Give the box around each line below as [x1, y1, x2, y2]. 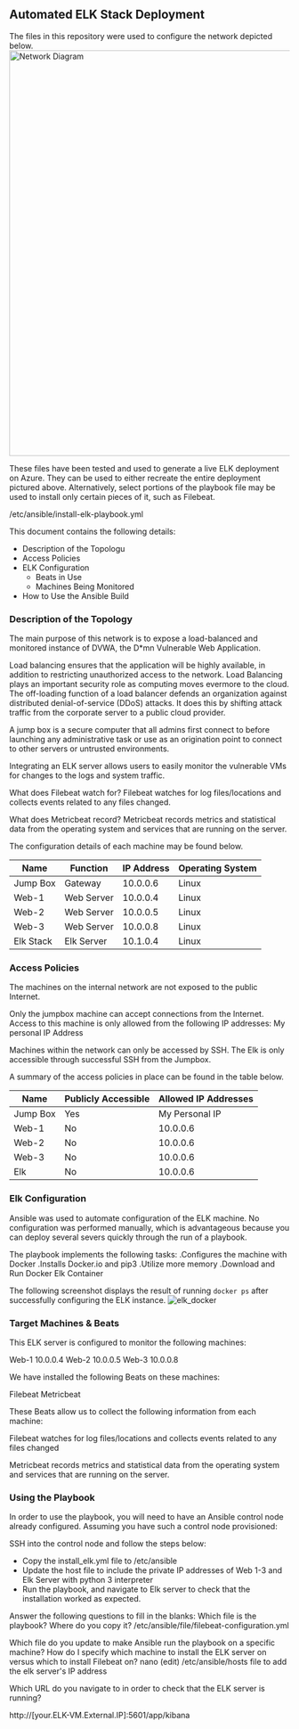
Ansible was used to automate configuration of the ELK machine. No [9, 1212, 260, 1224]
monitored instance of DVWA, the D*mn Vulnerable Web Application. [9, 643, 261, 653]
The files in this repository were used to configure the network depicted [9, 30, 273, 41]
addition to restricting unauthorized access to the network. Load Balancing [9, 669, 283, 680]
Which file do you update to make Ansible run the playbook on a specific [9, 1637, 276, 1648]
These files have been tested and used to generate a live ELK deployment [9, 463, 279, 473]
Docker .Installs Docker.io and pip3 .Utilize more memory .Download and [9, 1258, 276, 1269]
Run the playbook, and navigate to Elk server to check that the [21, 1584, 251, 1594]
